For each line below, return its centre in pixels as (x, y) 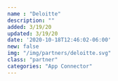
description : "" (31, 20)
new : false (23, 46)
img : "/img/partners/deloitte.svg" (59, 54)
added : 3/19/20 (29, 27)
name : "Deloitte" (34, 14)
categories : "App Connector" (50, 66)
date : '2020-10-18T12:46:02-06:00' (59, 40)
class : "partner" (33, 60)
